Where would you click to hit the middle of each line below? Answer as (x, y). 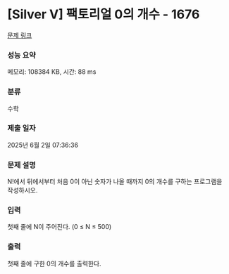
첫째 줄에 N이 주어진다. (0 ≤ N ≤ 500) (60, 227)
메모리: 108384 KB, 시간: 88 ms (52, 72)
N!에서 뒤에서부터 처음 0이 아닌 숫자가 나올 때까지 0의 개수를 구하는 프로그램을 (115, 182)
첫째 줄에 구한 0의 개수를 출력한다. (54, 263)
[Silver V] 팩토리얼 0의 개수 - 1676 (104, 14)
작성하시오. (23, 190)
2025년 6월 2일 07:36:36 (43, 145)
